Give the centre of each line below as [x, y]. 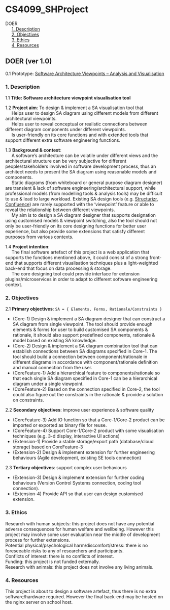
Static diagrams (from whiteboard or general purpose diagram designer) [87, 183]
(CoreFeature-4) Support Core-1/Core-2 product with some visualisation [88, 431]
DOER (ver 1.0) [29, 61]
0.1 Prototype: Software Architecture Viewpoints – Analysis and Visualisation [85, 73]
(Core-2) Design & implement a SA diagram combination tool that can [85, 346]
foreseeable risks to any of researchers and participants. [64, 551]
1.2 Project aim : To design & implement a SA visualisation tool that [74, 108]
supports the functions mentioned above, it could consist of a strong [77, 258]
